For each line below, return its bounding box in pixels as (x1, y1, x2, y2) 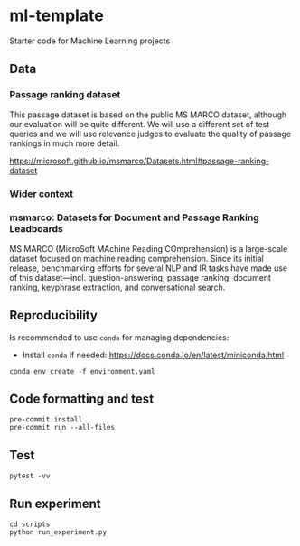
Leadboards (9, 223, 63, 236)
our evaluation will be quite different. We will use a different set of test (9, 118, 270, 129)
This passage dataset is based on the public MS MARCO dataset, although (9, 109, 287, 120)
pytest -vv (9, 471, 51, 481)
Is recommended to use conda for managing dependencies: (9, 331, 230, 343)
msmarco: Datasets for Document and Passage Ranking (9, 211, 259, 224)
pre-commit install (9, 415, 83, 424)
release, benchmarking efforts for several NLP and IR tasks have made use (9, 263, 287, 273)
